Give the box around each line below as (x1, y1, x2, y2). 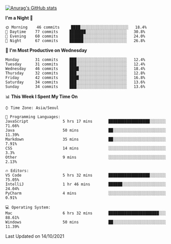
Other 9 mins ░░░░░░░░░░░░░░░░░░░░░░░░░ (5, 155, 166, 160)
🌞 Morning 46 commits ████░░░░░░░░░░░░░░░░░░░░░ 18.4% (5, 25, 147, 30)
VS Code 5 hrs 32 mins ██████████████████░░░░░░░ (5, 173, 166, 178)
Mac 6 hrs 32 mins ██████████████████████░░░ (5, 211, 166, 216)
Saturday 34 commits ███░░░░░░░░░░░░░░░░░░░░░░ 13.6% (5, 80, 145, 85)
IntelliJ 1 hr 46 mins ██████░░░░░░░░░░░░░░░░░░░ (5, 182, 166, 187)
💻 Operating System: (5, 205, 51, 210)
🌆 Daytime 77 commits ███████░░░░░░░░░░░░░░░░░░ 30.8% (5, 29, 145, 34)
